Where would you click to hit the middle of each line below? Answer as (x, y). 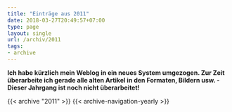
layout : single (30, 33)
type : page (23, 27)
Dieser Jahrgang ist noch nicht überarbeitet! (73, 87)
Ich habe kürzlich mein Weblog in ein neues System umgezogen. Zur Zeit (116, 72)
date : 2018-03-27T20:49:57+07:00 (56, 20)
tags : (15, 46)
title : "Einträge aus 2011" (49, 14)
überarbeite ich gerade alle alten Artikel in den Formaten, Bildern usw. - (114, 80)
